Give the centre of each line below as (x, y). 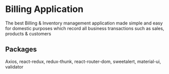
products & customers (28, 33)
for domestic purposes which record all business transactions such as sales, (85, 28)
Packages (21, 49)
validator (14, 66)
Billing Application (44, 9)
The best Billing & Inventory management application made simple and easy (84, 23)
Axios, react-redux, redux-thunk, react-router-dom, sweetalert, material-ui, (83, 61)
